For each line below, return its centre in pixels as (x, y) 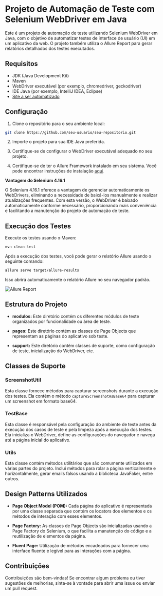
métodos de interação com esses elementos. (57, 516)
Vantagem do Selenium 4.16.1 (35, 181)
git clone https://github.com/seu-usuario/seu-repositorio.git (71, 132)
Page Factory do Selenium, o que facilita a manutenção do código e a (82, 531)
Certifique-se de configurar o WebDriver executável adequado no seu (82, 151)
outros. (12, 479)
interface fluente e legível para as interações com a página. (72, 551)
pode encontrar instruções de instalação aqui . (58, 171)
